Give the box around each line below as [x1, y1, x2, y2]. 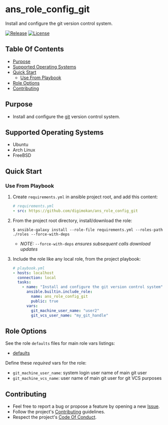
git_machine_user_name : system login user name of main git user [12, 370, 147, 376]
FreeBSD [12, 152, 31, 158]
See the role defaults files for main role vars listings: [5, 340, 115, 346]
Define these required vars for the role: [5, 360, 87, 366]
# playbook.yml [12, 265, 45, 271]
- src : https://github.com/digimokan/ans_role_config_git [12, 208, 138, 214]
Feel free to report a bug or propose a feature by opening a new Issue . [12, 403, 160, 409]
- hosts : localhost [12, 270, 54, 275]
